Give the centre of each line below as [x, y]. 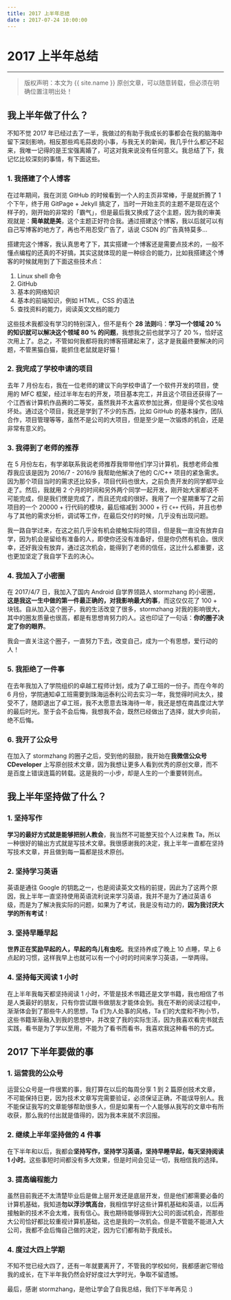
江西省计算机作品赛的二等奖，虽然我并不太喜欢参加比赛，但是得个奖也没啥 [118, 402]
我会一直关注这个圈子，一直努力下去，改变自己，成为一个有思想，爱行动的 [112, 641]
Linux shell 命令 [39, 275]
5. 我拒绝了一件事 [36, 669]
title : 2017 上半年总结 [38, 13]
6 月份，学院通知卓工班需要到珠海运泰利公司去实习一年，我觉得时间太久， [112, 694]
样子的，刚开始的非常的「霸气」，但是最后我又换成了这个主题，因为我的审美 [114, 212]
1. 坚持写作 [25, 818]
